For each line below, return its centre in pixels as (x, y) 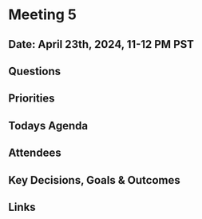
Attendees (35, 153)
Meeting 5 (43, 15)
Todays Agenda (48, 125)
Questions (35, 71)
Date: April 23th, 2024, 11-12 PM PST (101, 44)
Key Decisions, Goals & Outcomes (95, 180)
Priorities (32, 99)
